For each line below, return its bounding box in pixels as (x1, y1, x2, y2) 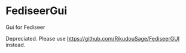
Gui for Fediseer (5, 24, 45, 31)
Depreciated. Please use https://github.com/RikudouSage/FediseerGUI (5, 35, 180, 42)
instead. (5, 41, 26, 48)
